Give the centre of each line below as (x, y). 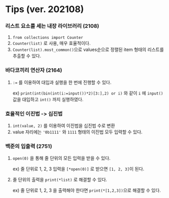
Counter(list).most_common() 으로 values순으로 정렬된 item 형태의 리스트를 (88, 49)
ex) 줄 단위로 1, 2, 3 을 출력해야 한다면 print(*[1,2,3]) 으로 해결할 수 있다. (87, 190)
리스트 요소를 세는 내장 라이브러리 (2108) (52, 26)
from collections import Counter (48, 38)
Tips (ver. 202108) (45, 9)
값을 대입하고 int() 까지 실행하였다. (48, 99)
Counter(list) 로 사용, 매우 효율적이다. (52, 43)
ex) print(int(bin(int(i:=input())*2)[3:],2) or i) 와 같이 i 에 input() (88, 93)
